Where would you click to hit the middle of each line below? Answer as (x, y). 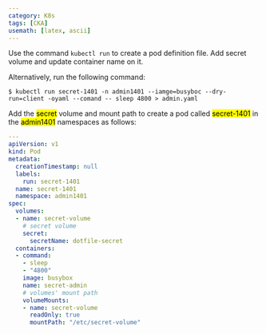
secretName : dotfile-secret (76, 241)
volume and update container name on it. (76, 62)
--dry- (216, 92)
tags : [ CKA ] (28, 23)
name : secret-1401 (46, 189)
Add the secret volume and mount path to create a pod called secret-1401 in (133, 113)
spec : (17, 204)
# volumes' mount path (60, 292)
